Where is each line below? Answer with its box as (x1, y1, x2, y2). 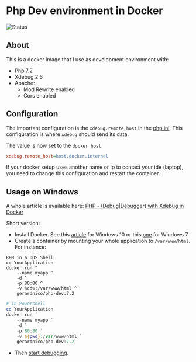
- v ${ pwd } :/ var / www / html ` (16, 333, 82, 339)
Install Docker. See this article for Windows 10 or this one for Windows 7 (14, 231, 188, 238)
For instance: (14, 243, 47, 250)
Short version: (6, 220, 40, 227)
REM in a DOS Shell (6, 255, 54, 261)
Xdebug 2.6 (14, 73, 43, 80)
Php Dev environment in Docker (6, 4, 163, 18)
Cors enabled (23, 92, 56, 99)
